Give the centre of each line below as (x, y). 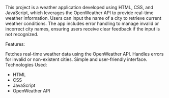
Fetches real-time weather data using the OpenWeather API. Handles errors (84, 54)
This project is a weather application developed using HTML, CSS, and (79, 7)
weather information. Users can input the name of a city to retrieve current (83, 18)
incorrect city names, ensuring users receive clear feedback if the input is (83, 29)
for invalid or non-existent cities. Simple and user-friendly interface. (76, 59)
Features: (15, 44)
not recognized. (22, 34)
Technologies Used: (26, 65)
